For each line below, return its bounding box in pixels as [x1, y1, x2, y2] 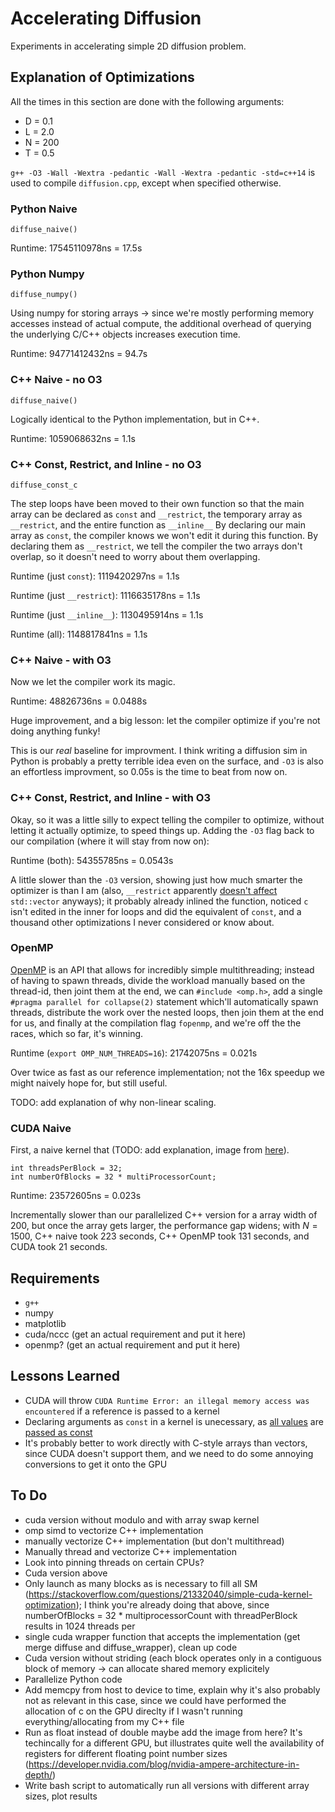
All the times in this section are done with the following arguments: [10, 95, 285, 107]
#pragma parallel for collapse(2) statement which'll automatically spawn [10, 995, 319, 1007]
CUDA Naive [10, 1121, 72, 1135]
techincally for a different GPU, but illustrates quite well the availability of [24, 1737, 325, 1749]
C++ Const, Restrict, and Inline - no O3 [10, 457, 202, 471]
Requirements [10, 1270, 100, 1287]
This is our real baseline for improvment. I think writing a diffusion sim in [10, 745, 308, 757]
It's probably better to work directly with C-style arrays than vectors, [24, 1437, 308, 1449]
